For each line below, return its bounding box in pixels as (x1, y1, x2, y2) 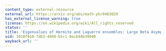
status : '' (5, 25, 28, 30)
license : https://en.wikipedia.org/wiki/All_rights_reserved (5, 20, 134, 26)
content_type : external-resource (5, 7, 74, 12)
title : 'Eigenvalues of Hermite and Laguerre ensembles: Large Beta (5, 30, 149, 34)
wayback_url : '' (5, 39, 39, 44)
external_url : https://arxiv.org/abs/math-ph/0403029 (5, 12, 119, 17)
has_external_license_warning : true (5, 16, 81, 21)
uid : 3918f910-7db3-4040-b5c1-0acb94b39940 (5, 34, 96, 39)
